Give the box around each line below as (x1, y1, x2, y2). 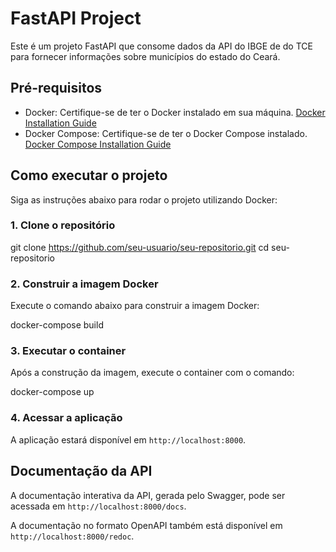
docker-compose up (10, 386, 95, 398)
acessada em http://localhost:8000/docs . (10, 500, 187, 512)
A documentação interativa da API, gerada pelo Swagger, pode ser (10, 489, 286, 501)
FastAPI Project (10, 7, 142, 30)
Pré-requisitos (10, 80, 103, 97)
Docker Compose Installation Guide (24, 138, 172, 150)
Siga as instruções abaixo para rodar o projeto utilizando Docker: (10, 193, 278, 206)
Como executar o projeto (10, 167, 168, 184)
